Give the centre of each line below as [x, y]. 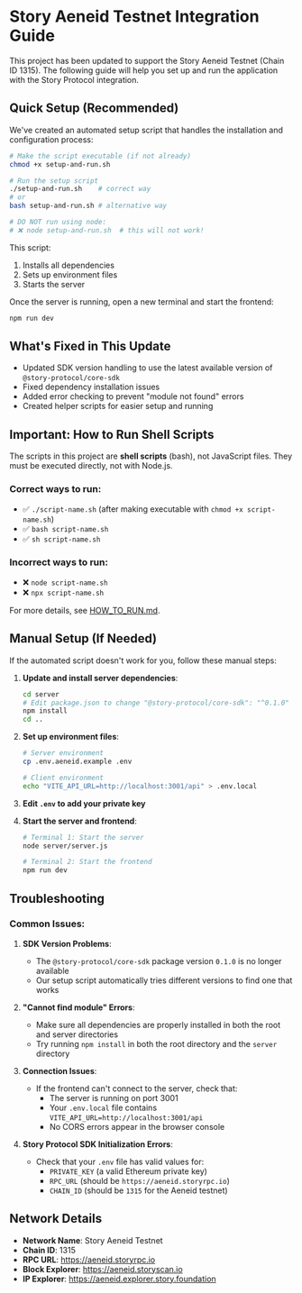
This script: [30, 247]
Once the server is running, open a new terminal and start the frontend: [142, 301]
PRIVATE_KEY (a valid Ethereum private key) [128, 1171]
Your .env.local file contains [103, 1107]
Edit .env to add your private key [84, 803]
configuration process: [51, 139]
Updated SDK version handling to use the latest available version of [147, 368]
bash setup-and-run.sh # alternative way [88, 206]
